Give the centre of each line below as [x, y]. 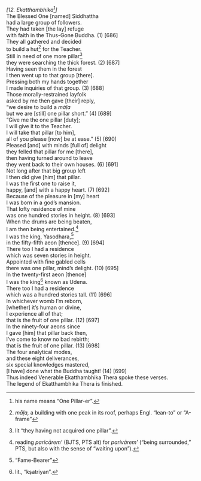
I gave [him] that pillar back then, [47, 332]
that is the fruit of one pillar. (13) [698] [53, 345]
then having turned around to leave [49, 158]
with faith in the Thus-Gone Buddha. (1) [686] [62, 35]
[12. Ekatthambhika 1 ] [32, 9]
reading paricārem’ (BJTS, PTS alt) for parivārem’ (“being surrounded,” [103, 442]
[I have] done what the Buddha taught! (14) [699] [66, 371]
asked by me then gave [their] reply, [51, 101]
